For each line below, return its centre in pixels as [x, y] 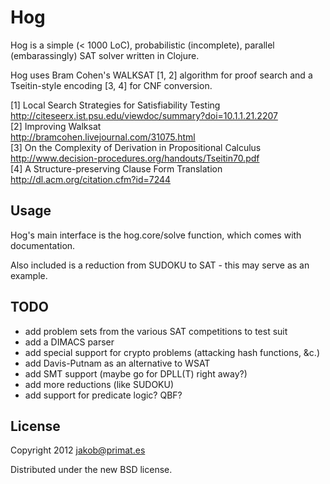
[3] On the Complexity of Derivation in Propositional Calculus [136, 147]
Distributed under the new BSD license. [91, 470]
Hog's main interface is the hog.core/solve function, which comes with [156, 235]
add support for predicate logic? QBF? [103, 395]
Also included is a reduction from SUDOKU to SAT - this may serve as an [160, 265]
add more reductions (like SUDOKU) [99, 384]
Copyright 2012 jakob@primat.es [78, 450]
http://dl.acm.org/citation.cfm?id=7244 [91, 179]
